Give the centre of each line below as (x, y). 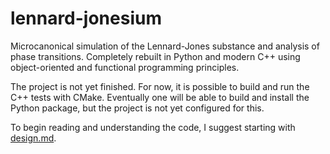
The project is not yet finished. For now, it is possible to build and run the (160, 86)
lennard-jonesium (86, 18)
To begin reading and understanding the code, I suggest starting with (153, 127)
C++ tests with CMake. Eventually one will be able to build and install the (160, 97)
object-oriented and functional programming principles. (125, 67)
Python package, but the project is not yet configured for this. (137, 108)
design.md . (33, 138)
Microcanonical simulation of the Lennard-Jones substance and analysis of (165, 46)
